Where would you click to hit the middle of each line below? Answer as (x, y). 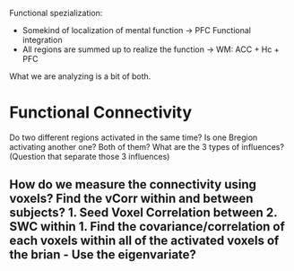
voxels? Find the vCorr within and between (131, 199)
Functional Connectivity (101, 113)
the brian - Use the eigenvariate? (103, 255)
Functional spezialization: (56, 13)
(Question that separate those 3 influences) (90, 156)
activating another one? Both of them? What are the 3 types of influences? (147, 146)
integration (42, 40)
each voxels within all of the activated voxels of (144, 241)
